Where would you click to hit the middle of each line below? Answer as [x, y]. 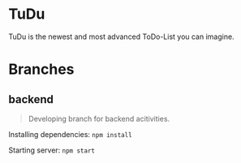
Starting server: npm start [52, 150]
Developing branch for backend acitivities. [99, 118]
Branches [41, 69]
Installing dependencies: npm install [70, 134]
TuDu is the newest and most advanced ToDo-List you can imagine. [121, 36]
